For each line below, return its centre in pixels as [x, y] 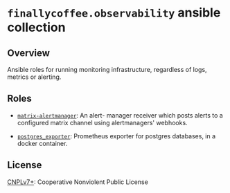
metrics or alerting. [34, 77]
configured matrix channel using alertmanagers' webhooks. [103, 122]
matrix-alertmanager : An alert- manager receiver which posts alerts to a [120, 115]
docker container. [42, 143]
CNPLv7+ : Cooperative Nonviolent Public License [78, 182]
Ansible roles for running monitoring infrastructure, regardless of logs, [107, 70]
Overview [29, 53]
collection [36, 27]
